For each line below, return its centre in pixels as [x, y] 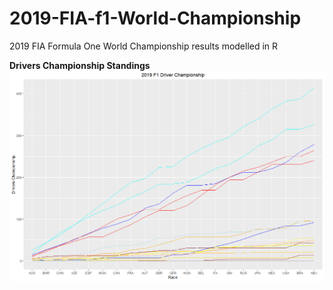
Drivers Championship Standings [80, 65]
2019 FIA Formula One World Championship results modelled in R [144, 46]
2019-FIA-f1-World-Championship [155, 18]
